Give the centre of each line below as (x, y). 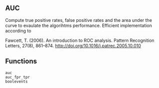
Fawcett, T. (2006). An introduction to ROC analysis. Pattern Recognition (80, 40)
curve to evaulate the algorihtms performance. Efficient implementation (79, 25)
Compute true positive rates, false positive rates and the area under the (79, 20)
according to (18, 31)
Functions (21, 61)
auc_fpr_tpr (17, 77)
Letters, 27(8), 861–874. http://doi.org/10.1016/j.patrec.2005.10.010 (73, 45)
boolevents (16, 82)
